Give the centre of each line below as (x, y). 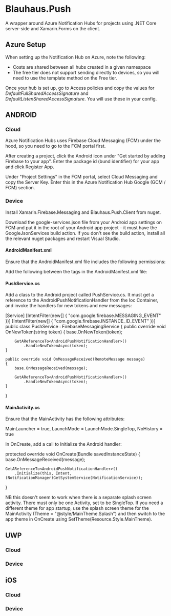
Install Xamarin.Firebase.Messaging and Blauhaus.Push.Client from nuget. (83, 212)
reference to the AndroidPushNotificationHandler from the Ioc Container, (82, 300)
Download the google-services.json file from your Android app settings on (84, 222)
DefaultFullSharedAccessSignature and (47, 93)
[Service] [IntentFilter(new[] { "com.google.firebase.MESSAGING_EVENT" (83, 315)
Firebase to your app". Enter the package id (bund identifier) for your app (82, 162)
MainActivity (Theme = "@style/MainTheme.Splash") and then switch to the (85, 514)
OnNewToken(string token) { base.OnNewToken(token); (64, 332)
